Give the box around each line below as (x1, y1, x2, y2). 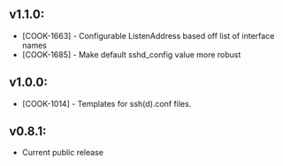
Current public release (21, 147, 104, 158)
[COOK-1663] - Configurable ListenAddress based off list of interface (21, 30, 275, 41)
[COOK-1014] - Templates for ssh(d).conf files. (21, 98, 192, 109)
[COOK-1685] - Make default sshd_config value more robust (21, 49, 241, 60)
